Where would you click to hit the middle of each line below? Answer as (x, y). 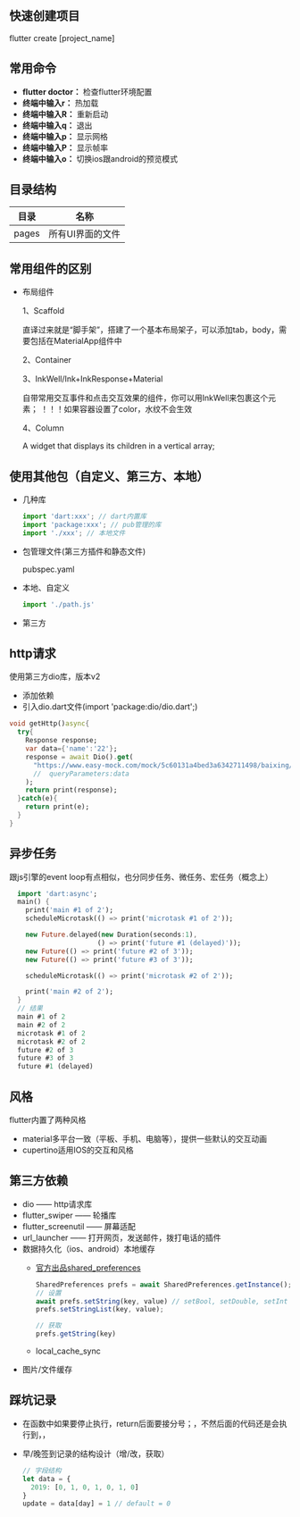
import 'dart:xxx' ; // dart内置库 (84, 516)
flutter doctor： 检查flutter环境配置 (87, 91)
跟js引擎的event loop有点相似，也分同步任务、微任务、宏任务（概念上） (141, 876)
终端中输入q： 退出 (57, 125)
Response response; (62, 741)
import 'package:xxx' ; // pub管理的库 (92, 524)
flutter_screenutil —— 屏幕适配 (79, 1226)
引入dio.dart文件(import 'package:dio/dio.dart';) (110, 707)
